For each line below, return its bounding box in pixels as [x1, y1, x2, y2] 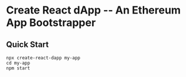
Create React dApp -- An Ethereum [6, 4, 181, 17]
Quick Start [6, 39, 49, 49]
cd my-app [6, 60, 31, 66]
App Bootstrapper [6, 16, 96, 29]
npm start [6, 65, 31, 71]
